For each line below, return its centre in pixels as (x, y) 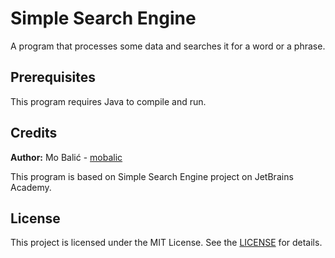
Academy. (31, 187)
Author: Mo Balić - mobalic (66, 157)
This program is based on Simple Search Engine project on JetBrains (152, 176)
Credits (34, 133)
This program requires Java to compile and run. (108, 101)
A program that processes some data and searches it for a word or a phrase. (168, 46)
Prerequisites (53, 77)
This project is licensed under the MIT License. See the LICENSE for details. (166, 243)
